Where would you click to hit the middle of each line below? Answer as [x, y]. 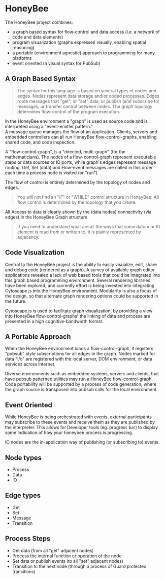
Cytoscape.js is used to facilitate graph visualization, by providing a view [79, 311]
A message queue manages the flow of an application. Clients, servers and [81, 132]
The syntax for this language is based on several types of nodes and [87, 90]
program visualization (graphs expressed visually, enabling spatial [79, 42]
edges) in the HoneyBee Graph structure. [47, 217]
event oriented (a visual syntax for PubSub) [56, 63]
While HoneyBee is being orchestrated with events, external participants [78, 417]
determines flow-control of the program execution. [69, 111]
